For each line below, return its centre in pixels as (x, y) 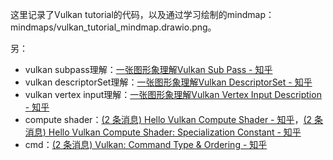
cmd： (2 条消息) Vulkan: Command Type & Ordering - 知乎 (146, 144)
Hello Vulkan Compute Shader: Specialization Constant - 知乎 (175, 132)
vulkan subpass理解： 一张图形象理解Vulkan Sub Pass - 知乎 (148, 69)
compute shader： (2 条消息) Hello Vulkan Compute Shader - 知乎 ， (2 (168, 119)
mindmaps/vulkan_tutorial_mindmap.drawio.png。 (113, 27)
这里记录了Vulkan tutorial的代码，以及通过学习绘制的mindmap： (142, 14)
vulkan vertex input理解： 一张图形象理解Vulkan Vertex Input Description (173, 94)
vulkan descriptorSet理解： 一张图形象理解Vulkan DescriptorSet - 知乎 (168, 82)
